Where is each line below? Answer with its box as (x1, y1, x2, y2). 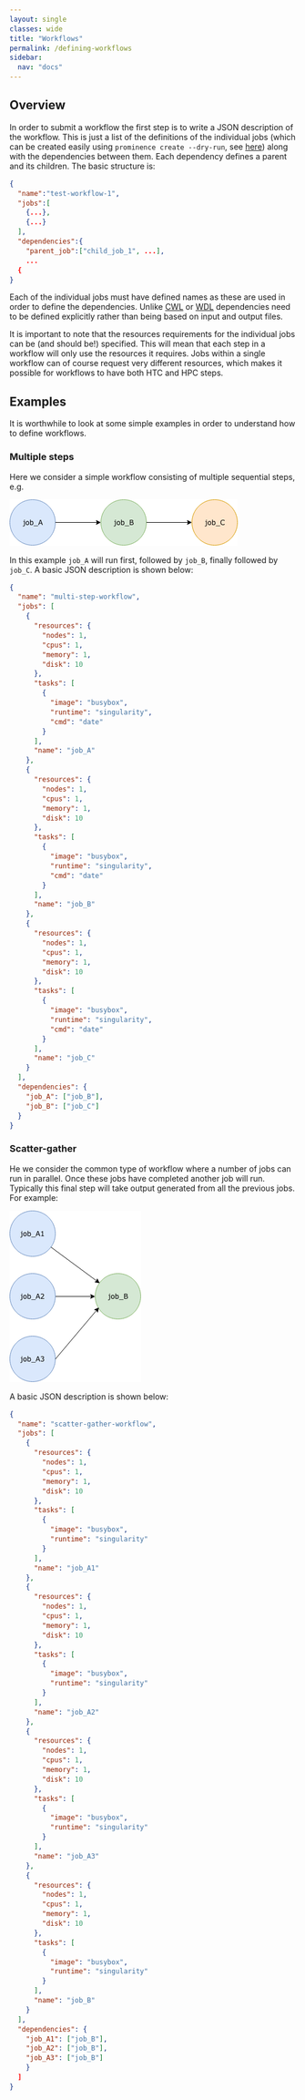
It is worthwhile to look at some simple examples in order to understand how (9, 418, 296, 429)
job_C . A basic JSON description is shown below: (9, 564, 194, 575)
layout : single (9, 15, 67, 24)
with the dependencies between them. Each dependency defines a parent (9, 150, 287, 161)
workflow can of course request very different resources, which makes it (9, 358, 282, 369)
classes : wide (9, 24, 64, 34)
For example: (9, 1192, 59, 1203)
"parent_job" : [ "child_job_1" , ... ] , (25, 246, 166, 255)
